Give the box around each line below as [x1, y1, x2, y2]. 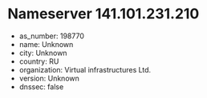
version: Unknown [18, 73, 79, 83]
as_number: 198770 [18, 31, 85, 41]
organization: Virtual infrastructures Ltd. [18, 65, 152, 74]
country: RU [18, 57, 59, 66]
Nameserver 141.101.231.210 [7, 5, 200, 23]
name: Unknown [18, 39, 74, 49]
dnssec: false [18, 81, 64, 92]
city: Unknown [18, 48, 67, 57]
